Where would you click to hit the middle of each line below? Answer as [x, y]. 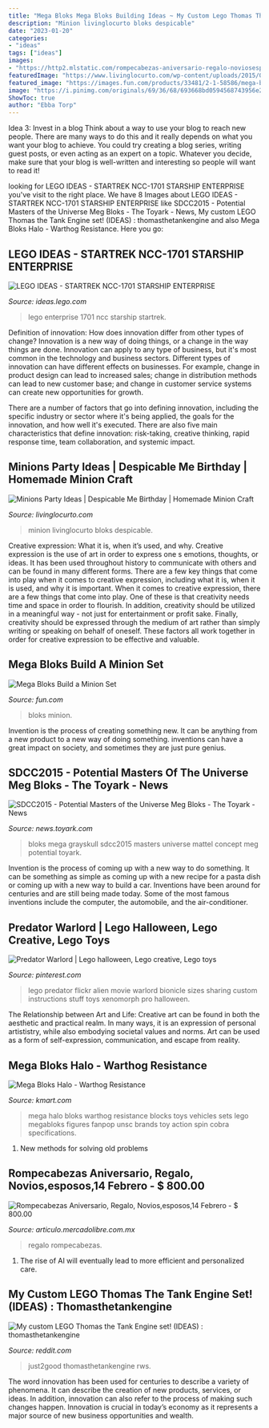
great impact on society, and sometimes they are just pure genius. [117, 748]
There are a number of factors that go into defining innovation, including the [133, 408]
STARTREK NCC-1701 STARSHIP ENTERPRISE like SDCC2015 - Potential [127, 203]
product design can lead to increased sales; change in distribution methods [133, 375]
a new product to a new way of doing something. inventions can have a [126, 739]
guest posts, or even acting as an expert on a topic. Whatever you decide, [130, 154]
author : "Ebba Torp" [43, 105]
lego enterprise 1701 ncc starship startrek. [97, 317]
